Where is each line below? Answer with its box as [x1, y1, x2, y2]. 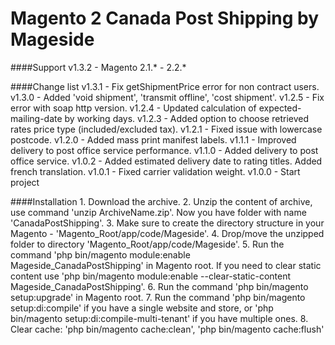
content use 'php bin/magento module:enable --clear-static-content [10, 270, 292, 282]
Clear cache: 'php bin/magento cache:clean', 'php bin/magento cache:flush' [10, 323, 325, 335]
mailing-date [10, 112, 63, 124]
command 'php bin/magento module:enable [10, 248, 191, 261]
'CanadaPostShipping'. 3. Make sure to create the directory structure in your [10, 217, 325, 229]
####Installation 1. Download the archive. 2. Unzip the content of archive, [10, 195, 313, 207]
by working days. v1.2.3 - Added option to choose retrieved [64, 112, 309, 124]
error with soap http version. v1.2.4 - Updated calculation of [10, 102, 257, 114]
